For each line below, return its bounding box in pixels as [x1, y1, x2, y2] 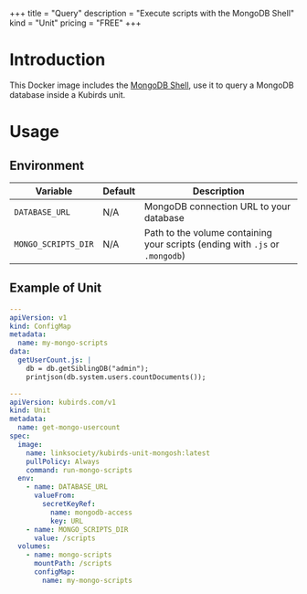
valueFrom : [33, 491, 76, 501]
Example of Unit [9, 281, 102, 296]
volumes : [17, 542, 51, 551]
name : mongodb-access [49, 507, 132, 517]
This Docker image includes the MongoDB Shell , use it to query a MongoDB [9, 80, 294, 90]
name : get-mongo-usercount [17, 423, 121, 432]
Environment [9, 157, 85, 173]
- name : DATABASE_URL [26, 483, 108, 492]
